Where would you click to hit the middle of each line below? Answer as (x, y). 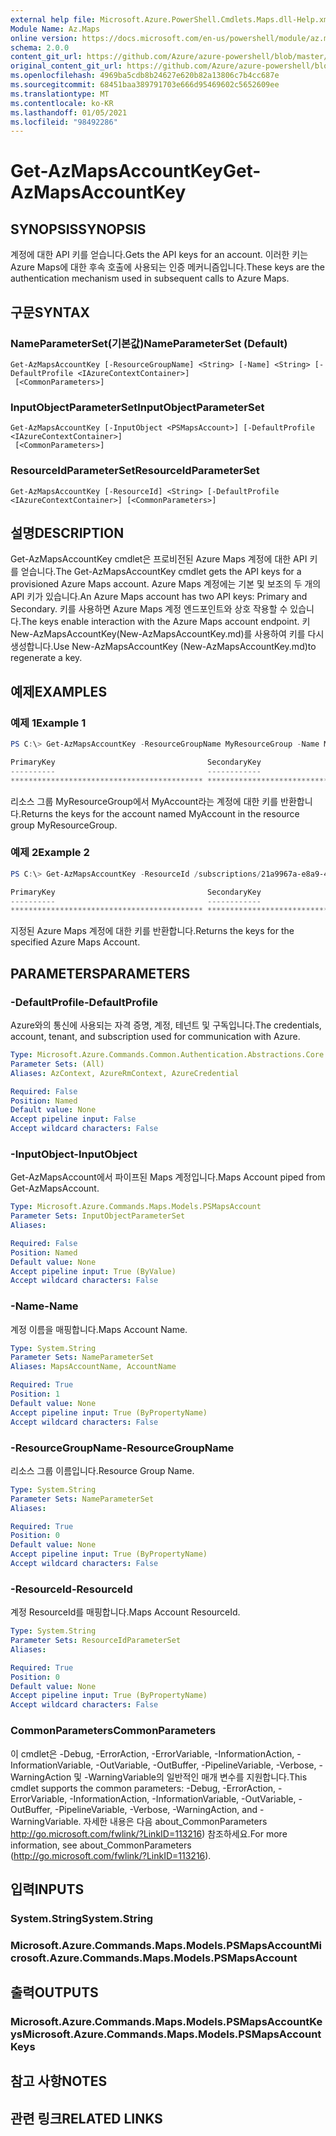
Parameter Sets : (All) (57, 1064)
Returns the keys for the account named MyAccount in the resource (160, 813)
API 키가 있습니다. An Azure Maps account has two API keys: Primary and (159, 597)
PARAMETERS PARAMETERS (100, 973)
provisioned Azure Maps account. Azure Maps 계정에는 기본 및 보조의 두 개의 (166, 584)
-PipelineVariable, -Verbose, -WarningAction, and (156, 1809)
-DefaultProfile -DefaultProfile (84, 1002)
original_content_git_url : (66, 66)
